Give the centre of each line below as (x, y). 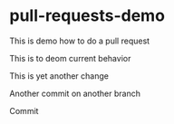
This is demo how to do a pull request (80, 41)
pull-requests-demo (87, 16)
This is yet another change (59, 76)
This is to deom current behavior (70, 58)
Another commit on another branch (75, 93)
